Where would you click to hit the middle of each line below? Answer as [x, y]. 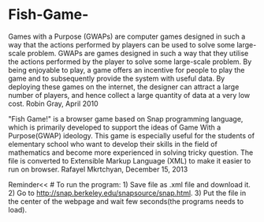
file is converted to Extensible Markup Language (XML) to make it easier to [130, 160]
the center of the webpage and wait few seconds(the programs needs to [126, 201]
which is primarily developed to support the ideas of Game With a [115, 127]
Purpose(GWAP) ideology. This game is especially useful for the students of [131, 135]
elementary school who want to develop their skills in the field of [113, 144]
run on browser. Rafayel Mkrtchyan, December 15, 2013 [98, 169]
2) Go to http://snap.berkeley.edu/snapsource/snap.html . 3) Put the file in [127, 193]
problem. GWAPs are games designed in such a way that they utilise [138, 53]
